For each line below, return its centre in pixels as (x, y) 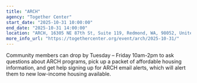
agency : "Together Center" (39, 17)
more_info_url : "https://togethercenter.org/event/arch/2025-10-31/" (93, 39)
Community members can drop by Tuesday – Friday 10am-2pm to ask (90, 55)
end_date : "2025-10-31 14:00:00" (47, 28)
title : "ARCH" (23, 11)
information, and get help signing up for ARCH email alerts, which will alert (96, 68)
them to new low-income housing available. (59, 74)
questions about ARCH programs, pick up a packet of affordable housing (94, 61)
